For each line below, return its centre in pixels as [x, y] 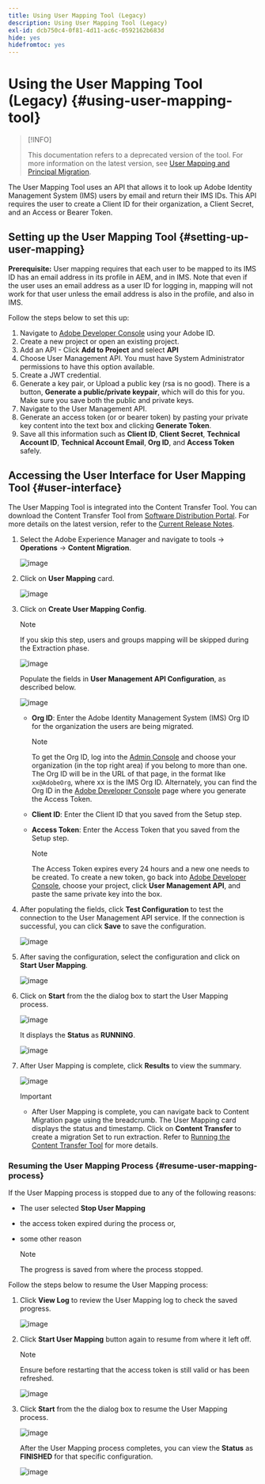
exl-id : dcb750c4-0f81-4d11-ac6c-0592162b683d [86, 30]
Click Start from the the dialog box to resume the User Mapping [123, 1409]
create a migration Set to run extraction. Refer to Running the [131, 1137]
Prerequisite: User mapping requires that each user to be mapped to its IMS [132, 268]
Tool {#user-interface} [65, 488]
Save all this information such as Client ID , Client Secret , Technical [130, 434]
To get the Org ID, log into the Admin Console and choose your [134, 757]
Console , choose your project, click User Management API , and [136, 885]
